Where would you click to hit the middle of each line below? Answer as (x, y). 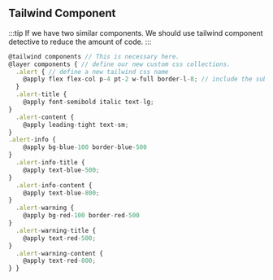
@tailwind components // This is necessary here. (94, 56)
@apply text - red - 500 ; (59, 238)
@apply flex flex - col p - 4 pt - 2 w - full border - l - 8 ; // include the (138, 79)
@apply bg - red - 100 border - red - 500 (81, 216)
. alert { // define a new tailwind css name (92, 72)
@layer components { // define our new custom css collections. (119, 64)
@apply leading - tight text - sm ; (76, 125)
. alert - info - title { (50, 163)
